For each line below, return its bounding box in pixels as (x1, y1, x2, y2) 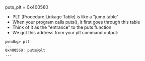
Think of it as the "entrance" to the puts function (12, 24, 112, 30)
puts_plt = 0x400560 (5, 4, 49, 10)
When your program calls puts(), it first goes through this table (12, 19, 141, 25)
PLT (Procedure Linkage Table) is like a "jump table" (12, 14, 119, 19)
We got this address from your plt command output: (12, 30, 119, 35)
